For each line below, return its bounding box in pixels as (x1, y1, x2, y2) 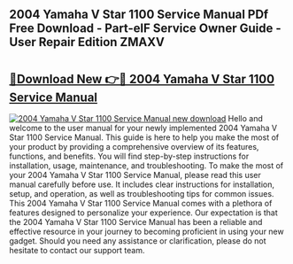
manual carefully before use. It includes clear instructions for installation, (9, 179, 275, 190)
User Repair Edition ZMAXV (9, 35, 166, 50)
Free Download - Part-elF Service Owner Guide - (9, 21, 281, 36)
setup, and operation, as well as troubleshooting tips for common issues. (9, 189, 274, 198)
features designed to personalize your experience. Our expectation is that (9, 207, 279, 218)
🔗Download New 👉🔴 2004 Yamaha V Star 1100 (9, 71, 275, 87)
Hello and (227, 113, 263, 123)
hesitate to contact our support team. (9, 245, 145, 255)
